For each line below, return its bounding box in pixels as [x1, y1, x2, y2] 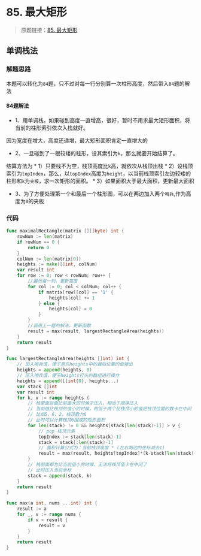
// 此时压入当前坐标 [28, 467, 72, 473]
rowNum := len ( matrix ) [17, 234, 74, 240]
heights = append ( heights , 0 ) [17, 367, 93, 373]
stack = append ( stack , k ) [28, 473, 93, 479]
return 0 [28, 244, 50, 250]
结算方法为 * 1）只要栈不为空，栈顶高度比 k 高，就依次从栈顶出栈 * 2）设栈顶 [6, 162, 193, 170]
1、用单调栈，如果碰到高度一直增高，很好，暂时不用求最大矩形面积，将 [14, 116, 190, 123]
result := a [17, 506, 47, 512]
